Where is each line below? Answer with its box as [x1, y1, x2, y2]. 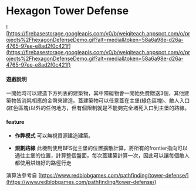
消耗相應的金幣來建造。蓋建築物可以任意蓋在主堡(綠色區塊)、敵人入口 [21, 97, 190, 104]
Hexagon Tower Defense [6, 4, 129, 18]
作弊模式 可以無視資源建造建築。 [14, 132, 94, 139]
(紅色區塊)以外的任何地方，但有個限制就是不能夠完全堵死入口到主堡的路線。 [6, 104, 190, 111]
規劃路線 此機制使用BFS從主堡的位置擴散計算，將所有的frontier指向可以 [14, 144, 188, 152]
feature [6, 118, 25, 125]
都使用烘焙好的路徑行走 [14, 159, 72, 166]
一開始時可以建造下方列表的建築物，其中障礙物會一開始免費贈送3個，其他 [6, 90, 184, 97]
